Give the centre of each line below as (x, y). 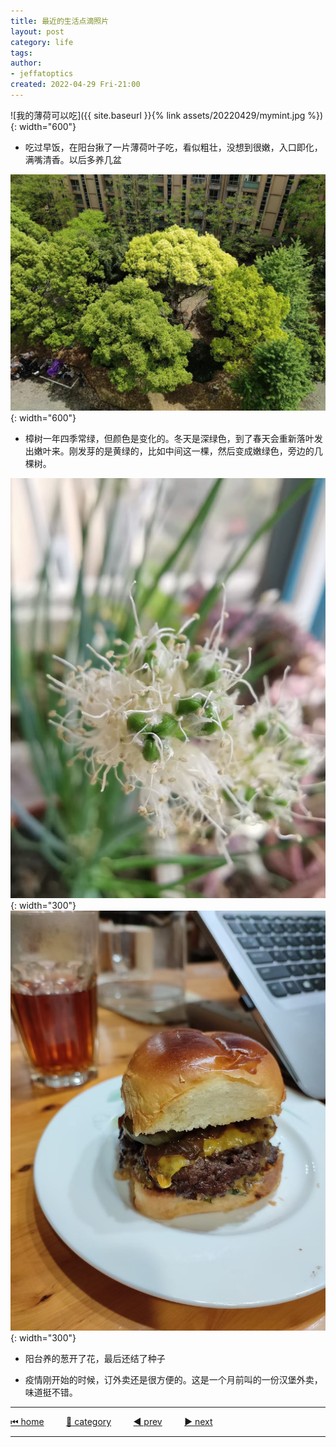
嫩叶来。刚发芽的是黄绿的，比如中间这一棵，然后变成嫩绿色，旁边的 (174, 451)
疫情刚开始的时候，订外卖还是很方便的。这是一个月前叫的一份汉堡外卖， (173, 1379)
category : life (42, 42)
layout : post (37, 31)
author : (26, 63)
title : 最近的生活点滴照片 (60, 21)
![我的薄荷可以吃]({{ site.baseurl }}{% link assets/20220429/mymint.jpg (158, 115)
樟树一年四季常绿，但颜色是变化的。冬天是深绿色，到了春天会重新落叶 (169, 438)
